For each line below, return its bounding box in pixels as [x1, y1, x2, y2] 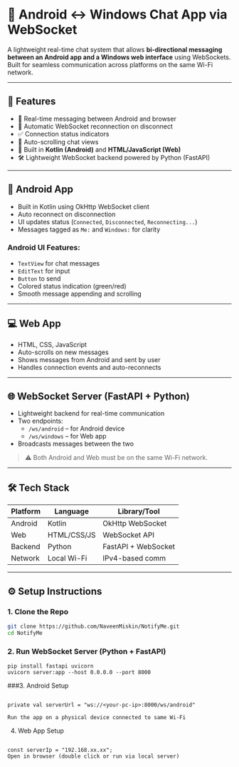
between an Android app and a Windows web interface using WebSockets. [7, 53, 231, 61]
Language [54, 506, 89, 516]
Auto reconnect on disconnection [17, 210, 116, 219]
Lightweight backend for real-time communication [17, 409, 165, 418]
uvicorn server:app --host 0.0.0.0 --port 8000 [7, 669, 152, 676]
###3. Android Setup [7, 681, 69, 690]
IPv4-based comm [102, 553, 166, 563]
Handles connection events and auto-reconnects [17, 363, 161, 371]
